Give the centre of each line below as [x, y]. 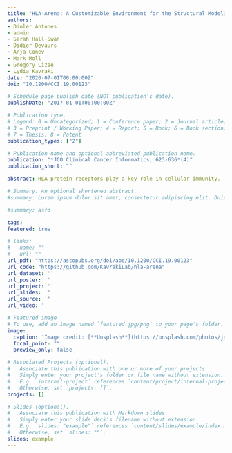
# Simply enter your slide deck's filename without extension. [103, 420]
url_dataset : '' [30, 273]
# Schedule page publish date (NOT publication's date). [91, 97]
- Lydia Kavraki [30, 71]
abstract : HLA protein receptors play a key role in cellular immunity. [114, 179]
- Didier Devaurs [32, 46]
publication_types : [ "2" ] [44, 141]
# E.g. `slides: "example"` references [68, 426]
